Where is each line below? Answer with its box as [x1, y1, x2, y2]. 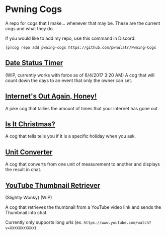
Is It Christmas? [5, 120, 55, 128]
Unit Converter [5, 147, 53, 156]
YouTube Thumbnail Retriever [5, 181, 101, 190]
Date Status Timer [5, 59, 63, 67]
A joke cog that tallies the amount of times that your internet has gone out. [5, 105, 159, 111]
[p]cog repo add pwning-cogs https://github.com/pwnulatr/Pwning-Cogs [5, 45, 156, 50]
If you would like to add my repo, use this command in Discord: [5, 35, 136, 41]
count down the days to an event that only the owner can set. [5, 77, 132, 84]
